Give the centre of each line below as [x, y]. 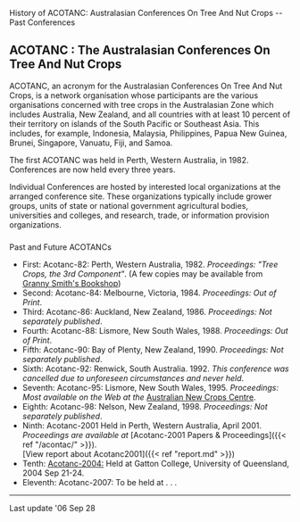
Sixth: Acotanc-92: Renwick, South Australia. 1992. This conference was [155, 369]
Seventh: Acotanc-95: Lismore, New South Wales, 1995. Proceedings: [150, 387]
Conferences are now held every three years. [92, 170]
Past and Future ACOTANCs [60, 247]
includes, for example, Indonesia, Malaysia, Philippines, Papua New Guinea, [148, 133]
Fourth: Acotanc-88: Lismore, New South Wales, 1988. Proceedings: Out [155, 330]
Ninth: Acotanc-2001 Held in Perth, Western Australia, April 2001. [142, 425]
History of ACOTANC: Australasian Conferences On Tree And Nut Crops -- [146, 13]
